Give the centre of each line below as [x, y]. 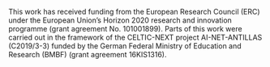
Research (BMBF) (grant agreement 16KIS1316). [88, 54]
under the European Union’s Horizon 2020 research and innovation [120, 20]
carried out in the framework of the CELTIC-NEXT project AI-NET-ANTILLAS [135, 37]
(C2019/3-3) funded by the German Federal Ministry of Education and [125, 46]
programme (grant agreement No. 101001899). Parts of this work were [125, 29]
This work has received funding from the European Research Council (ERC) [135, 12]
